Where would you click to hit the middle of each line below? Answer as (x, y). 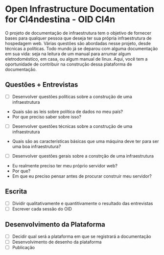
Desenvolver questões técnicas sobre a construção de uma (72, 126)
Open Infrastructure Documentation (80, 9)
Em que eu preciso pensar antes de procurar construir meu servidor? (82, 176)
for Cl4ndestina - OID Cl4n (60, 19)
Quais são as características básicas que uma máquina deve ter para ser (85, 141)
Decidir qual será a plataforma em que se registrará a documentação (82, 236)
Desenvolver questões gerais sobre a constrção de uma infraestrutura (83, 156)
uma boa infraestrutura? (36, 146)
